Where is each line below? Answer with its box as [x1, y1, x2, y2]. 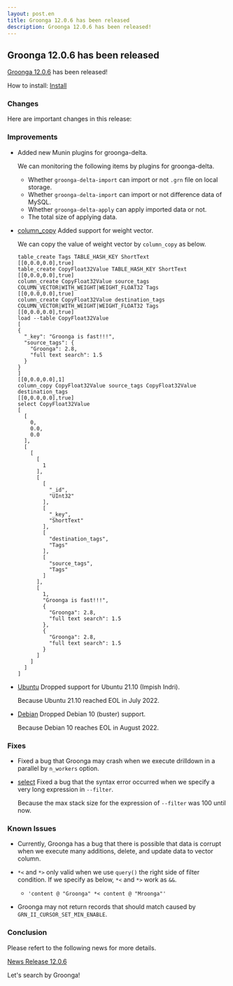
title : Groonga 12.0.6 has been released [7, 17, 130, 24]
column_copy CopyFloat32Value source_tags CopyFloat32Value [17, 382, 197, 389]
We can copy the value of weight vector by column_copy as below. [17, 240, 206, 248]
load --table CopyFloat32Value [17, 315, 109, 322]
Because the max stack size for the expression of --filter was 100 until [17, 799, 226, 807]
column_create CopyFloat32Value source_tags [17, 278, 150, 285]
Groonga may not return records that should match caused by [17, 903, 196, 911]
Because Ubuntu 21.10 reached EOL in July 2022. [17, 696, 160, 704]
